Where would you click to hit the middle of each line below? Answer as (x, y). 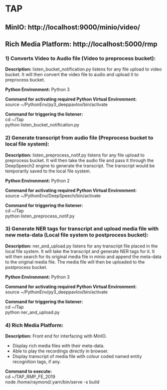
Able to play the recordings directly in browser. (60, 351)
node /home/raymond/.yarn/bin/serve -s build (52, 382)
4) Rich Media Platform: (34, 325)
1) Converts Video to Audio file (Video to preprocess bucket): (81, 58)
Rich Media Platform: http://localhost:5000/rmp (82, 44)
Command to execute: (29, 371)
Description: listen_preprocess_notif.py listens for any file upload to (75, 155)
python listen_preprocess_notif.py (40, 216)
